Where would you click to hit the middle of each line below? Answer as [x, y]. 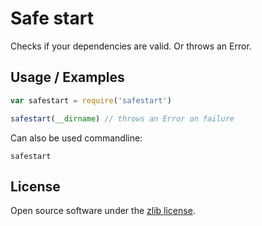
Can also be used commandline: [76, 138]
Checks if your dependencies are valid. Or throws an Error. [131, 46]
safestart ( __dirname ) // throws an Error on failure [122, 118]
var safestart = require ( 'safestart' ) [91, 100]
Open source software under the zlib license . [103, 211]
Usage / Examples [67, 77]
